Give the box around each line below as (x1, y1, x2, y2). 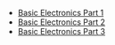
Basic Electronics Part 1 (17, 8, 104, 18)
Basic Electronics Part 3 (17, 26, 105, 36)
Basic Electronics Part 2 (17, 17, 105, 27)
